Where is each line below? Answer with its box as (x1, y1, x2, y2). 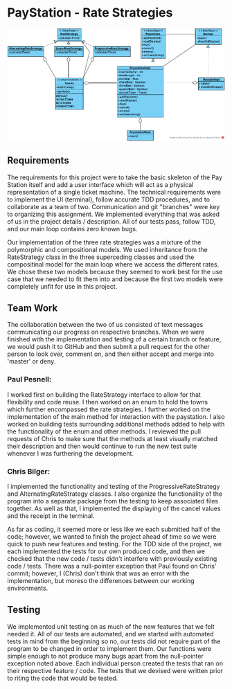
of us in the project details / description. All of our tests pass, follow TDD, (7, 217, 216, 226)
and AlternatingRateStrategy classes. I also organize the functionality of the (7, 490, 223, 498)
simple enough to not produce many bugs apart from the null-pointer (7, 652, 204, 660)
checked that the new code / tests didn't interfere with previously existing (7, 554, 217, 562)
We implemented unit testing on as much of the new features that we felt (7, 622, 215, 631)
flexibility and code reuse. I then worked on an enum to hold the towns (7, 397, 208, 406)
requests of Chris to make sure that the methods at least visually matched (7, 434, 218, 442)
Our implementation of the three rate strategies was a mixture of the (7, 238, 202, 247)
